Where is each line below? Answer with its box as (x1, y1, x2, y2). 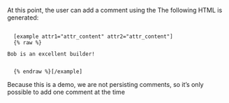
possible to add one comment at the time (7, 88, 126, 96)
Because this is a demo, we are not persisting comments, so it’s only (7, 80, 204, 88)
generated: (7, 13, 39, 22)
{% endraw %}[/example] (13, 68, 82, 75)
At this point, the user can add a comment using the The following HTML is (7, 6, 223, 14)
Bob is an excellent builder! (7, 50, 96, 57)
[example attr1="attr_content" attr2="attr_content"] (13, 33, 173, 40)
